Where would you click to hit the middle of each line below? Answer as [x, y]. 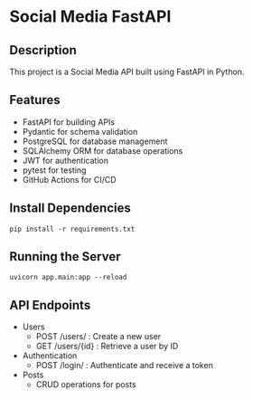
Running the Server [65, 256]
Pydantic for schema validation [80, 131]
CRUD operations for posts [86, 385]
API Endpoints [50, 305]
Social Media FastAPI [90, 17]
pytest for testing [54, 170]
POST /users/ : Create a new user [98, 337]
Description [43, 50]
